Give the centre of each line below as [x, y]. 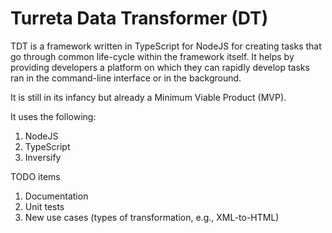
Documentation [56, 196]
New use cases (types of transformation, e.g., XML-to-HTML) [152, 217]
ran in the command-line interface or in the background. [126, 78]
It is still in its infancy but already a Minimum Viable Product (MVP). [148, 97]
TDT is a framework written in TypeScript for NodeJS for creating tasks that [166, 46]
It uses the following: [53, 116]
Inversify [43, 157]
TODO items [35, 176]
